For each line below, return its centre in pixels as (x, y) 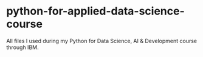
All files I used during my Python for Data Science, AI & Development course (102, 41)
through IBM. (22, 47)
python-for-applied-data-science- (96, 11)
